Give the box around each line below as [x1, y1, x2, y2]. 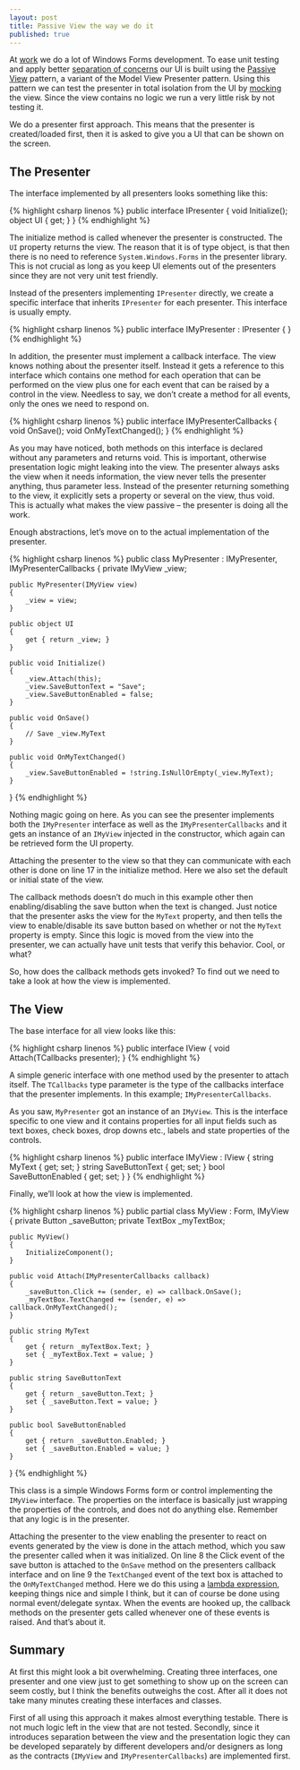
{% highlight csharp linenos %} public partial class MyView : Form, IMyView [9, 1206, 289, 1216]
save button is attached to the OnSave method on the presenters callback [9, 1559, 277, 1570]
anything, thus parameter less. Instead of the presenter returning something [9, 481, 289, 492]
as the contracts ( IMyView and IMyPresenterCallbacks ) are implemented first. [9, 1750, 291, 1761]
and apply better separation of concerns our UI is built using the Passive [9, 64, 276, 74]
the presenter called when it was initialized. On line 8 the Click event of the [9, 1551, 285, 1560]
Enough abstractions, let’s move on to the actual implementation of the [9, 527, 270, 537]
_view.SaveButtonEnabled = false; [25, 691, 154, 700]
